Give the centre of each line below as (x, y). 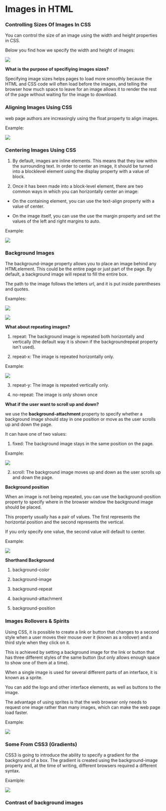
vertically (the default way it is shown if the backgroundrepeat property (85, 342)
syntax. (13, 771)
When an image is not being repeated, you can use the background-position (83, 497)
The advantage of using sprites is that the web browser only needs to (76, 702)
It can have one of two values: (36, 434)
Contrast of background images (44, 803)
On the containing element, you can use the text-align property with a (83, 201)
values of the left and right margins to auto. (56, 221)
